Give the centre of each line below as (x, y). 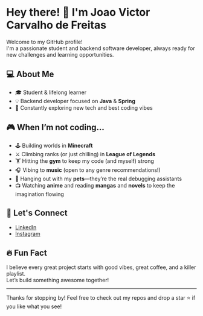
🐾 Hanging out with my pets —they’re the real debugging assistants (98, 179)
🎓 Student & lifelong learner (50, 92)
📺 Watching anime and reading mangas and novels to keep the (95, 185)
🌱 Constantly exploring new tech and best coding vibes (84, 107)
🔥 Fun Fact (27, 253)
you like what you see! (34, 306)
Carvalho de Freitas (56, 25)
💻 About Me (30, 74)
